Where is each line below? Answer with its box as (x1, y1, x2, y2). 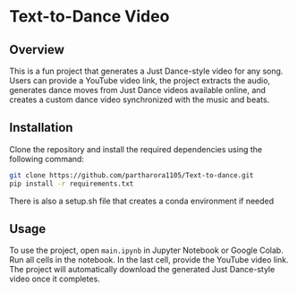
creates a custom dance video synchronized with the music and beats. (9, 94, 270, 105)
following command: (9, 153, 85, 164)
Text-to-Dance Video (9, 6, 170, 27)
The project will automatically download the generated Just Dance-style (9, 264, 276, 275)
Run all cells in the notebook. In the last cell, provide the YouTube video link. (9, 254, 289, 265)
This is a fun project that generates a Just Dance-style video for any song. (9, 65, 284, 76)
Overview (9, 42, 65, 57)
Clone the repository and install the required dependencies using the (9, 143, 262, 154)
